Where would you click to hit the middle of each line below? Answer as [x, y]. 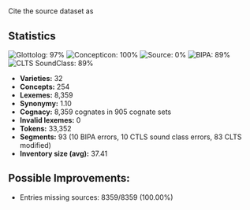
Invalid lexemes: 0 [50, 120]
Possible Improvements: [69, 178]
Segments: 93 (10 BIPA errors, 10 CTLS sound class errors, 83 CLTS [131, 137]
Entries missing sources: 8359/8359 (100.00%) [96, 197]
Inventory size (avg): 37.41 [63, 153]
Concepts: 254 [45, 87]
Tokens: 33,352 [46, 129]
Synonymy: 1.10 [46, 103]
